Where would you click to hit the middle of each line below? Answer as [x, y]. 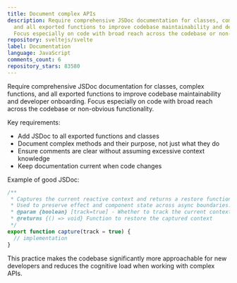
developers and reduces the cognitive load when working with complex [111, 265]
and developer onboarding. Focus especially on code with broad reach [110, 101]
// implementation [41, 238]
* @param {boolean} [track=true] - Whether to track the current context [121, 212]
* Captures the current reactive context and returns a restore [107, 199]
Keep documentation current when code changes [90, 165]
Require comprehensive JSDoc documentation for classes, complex [106, 86]
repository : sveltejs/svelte [50, 40]
